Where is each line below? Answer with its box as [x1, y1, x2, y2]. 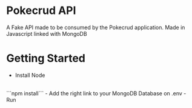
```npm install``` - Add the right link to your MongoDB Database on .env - [6, 89, 187, 97]
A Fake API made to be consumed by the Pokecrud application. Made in [6, 24, 185, 31]
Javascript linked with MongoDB [6, 30, 87, 37]
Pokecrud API [6, 4, 76, 18]
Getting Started [6, 52, 86, 66]
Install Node [15, 71, 45, 79]
